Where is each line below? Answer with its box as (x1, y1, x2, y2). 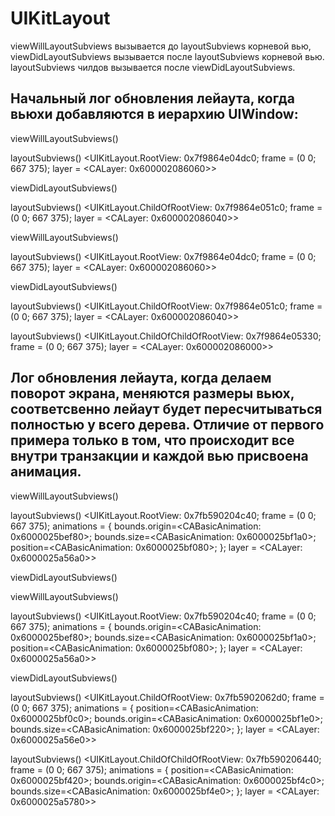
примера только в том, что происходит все (10, 432, 295, 449)
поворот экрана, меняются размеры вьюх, (10, 385, 295, 402)
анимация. (10, 463, 82, 481)
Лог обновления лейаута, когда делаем (10, 370, 272, 387)
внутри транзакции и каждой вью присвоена (10, 448, 309, 465)
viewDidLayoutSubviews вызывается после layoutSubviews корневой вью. (10, 50, 325, 62)
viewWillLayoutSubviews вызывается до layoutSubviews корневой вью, (10, 40, 312, 52)
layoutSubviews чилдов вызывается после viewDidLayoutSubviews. (10, 61, 296, 73)
